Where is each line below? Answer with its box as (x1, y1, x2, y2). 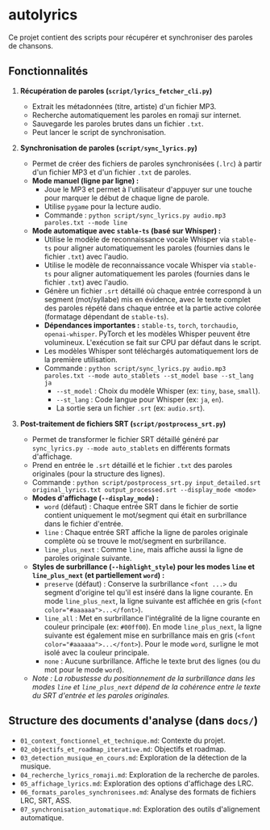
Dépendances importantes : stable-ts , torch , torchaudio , (44, 320, 239, 330)
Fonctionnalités (8, 65, 89, 78)
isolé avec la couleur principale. (44, 647, 150, 657)
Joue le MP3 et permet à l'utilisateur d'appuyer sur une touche (44, 184, 252, 194)
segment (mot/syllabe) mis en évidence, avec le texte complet (44, 294, 251, 304)
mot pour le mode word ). (44, 664, 125, 674)
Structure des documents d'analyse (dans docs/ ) (8, 714, 259, 728)
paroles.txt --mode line (44, 218, 128, 227)
